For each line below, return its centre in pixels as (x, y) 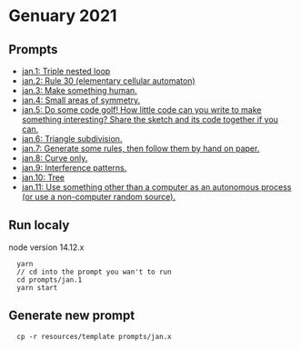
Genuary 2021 (63, 16)
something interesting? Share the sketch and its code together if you (150, 120)
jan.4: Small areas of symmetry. (81, 100)
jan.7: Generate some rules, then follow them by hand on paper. (140, 148)
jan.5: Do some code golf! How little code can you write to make (141, 110)
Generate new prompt (72, 316)
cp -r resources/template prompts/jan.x (94, 336)
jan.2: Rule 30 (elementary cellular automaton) (109, 81)
